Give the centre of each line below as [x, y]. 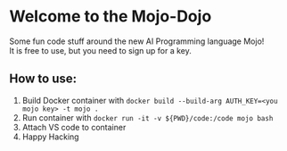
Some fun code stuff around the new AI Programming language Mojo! [137, 41]
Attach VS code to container [74, 127]
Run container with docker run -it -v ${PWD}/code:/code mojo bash [148, 117]
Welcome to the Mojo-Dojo [111, 17]
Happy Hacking [50, 137]
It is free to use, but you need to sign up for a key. [100, 50]
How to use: [43, 79]
